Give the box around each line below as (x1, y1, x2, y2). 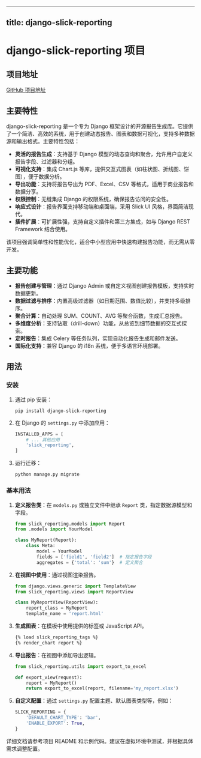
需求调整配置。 (6, 745, 43, 752)
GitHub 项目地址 (6, 86, 46, 94)
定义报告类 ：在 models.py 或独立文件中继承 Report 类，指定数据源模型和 (14, 501, 193, 508)
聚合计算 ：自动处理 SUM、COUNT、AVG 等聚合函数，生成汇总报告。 (14, 312, 185, 320)
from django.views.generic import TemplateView (14, 583, 136, 589)
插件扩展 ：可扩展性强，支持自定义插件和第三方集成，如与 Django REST (14, 218, 190, 225)
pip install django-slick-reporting (14, 408, 106, 414)
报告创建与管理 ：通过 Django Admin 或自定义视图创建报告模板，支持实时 (14, 282, 194, 290)
